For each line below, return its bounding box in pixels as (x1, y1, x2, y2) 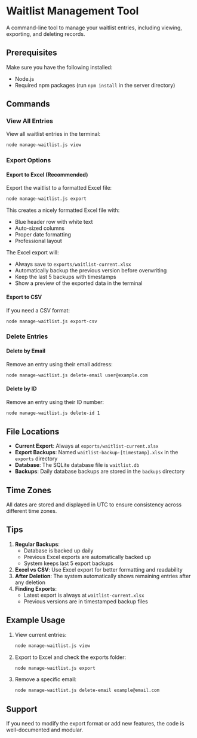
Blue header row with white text (14, 218, 93, 226)
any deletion (14, 579, 46, 586)
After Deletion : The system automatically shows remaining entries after (14, 572, 191, 579)
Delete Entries (6, 332, 48, 341)
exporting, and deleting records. (6, 30, 85, 37)
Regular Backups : (14, 540, 60, 548)
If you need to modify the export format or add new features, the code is (6, 720, 184, 727)
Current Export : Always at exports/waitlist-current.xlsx (14, 442, 159, 450)
